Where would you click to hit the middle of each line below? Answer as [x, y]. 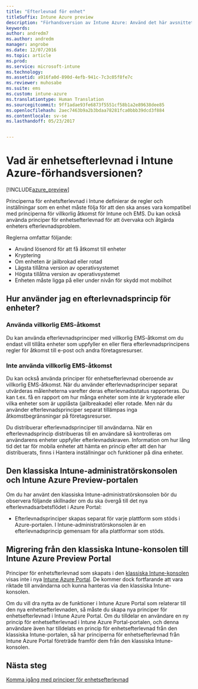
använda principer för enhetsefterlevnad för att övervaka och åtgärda [90, 220]
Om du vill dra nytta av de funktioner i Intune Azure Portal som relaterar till [96, 603]
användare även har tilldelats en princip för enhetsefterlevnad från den [92, 628]
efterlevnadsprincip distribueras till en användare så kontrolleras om [89, 434]
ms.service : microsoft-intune [43, 66]
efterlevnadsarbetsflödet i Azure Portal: [54, 507]
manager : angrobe [27, 45]
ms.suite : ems [24, 88]
